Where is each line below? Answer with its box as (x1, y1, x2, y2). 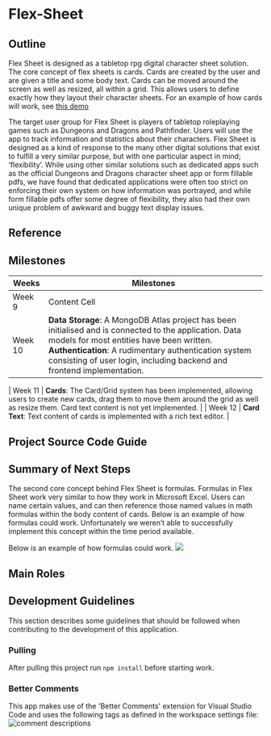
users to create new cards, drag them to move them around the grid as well (8, 394, 259, 404)
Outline (8, 37, 46, 51)
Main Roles (8, 566, 65, 580)
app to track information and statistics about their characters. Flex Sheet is (8, 134, 256, 144)
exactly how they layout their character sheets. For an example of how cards (8, 93, 263, 102)
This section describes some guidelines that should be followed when (8, 616, 240, 625)
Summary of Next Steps (8, 462, 131, 476)
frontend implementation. (48, 365, 144, 376)
